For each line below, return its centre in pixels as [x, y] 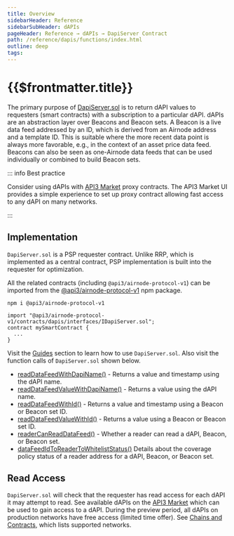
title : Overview [31, 14]
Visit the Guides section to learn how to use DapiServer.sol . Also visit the [113, 353]
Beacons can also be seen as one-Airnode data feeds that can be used [110, 152]
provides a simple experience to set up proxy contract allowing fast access [116, 194]
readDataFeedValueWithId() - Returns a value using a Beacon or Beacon [122, 419]
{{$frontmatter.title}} [70, 88]
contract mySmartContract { [48, 327]
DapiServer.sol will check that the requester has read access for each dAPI [116, 495]
